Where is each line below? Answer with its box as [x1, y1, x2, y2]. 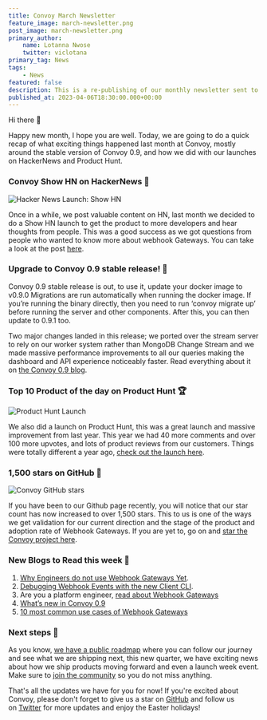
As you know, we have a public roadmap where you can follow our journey [8, 645, 253, 655]
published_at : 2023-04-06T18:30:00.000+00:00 [8, 93, 162, 101]
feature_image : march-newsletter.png [8, 19, 134, 27]
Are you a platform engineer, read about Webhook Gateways [19, 590, 219, 599]
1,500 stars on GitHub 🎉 [8, 468, 102, 479]
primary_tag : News [8, 57, 69, 65]
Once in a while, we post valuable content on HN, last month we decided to [8, 209, 255, 220]
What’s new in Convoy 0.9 [19, 598, 106, 607]
